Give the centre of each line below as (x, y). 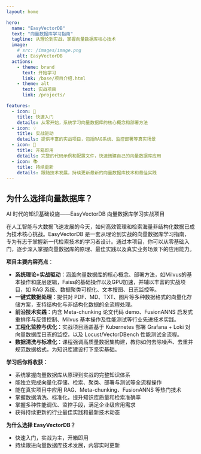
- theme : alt (33, 84)
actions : (22, 61)
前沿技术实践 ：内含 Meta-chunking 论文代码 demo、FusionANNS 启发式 (104, 312)
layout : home (22, 12)
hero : (13, 22)
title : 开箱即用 (35, 150)
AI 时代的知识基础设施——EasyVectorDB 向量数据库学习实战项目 (86, 214)
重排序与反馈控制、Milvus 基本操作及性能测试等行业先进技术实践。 (97, 320)
